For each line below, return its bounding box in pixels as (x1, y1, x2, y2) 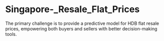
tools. (5, 31, 17, 37)
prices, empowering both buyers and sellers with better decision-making (5, 25, 157, 31)
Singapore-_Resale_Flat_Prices (5, 4, 140, 15)
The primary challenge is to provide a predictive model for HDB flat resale (5, 20, 159, 26)
